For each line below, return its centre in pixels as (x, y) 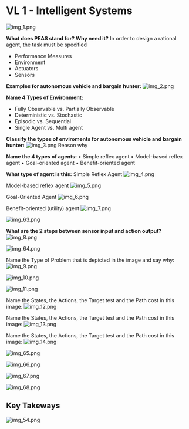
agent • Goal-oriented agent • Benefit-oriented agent (71, 163)
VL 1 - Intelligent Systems (69, 11)
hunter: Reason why (47, 145)
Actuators (26, 68)
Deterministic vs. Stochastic (48, 115)
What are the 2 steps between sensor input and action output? (84, 231)
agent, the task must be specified (46, 45)
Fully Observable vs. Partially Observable (64, 109)
